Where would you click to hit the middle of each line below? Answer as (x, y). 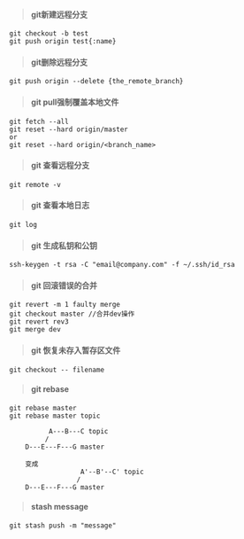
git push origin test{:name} (63, 42)
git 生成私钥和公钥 (64, 246)
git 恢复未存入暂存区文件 (76, 350)
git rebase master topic (55, 416)
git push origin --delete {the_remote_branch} (96, 82)
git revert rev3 (39, 322)
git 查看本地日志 (60, 206)
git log (23, 225)
